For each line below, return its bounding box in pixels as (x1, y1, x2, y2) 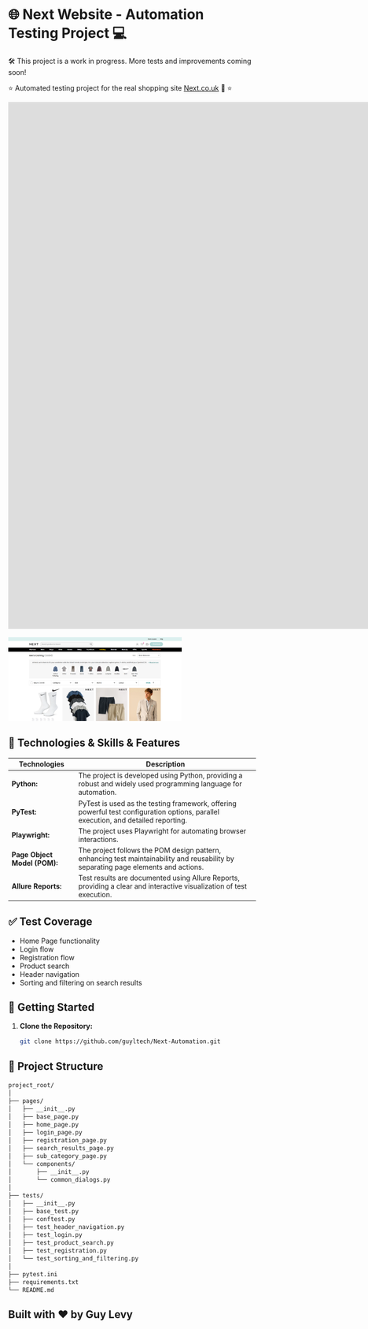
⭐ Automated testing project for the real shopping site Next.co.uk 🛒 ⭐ (8, 83, 233, 92)
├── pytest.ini (8, 1271, 58, 1279)
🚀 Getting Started (8, 1000, 95, 1014)
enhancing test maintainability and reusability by (78, 854, 234, 863)
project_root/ (8, 1082, 55, 1090)
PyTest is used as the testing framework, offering (78, 798, 237, 808)
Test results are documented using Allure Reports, (78, 873, 240, 883)
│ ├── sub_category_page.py (8, 1153, 108, 1160)
